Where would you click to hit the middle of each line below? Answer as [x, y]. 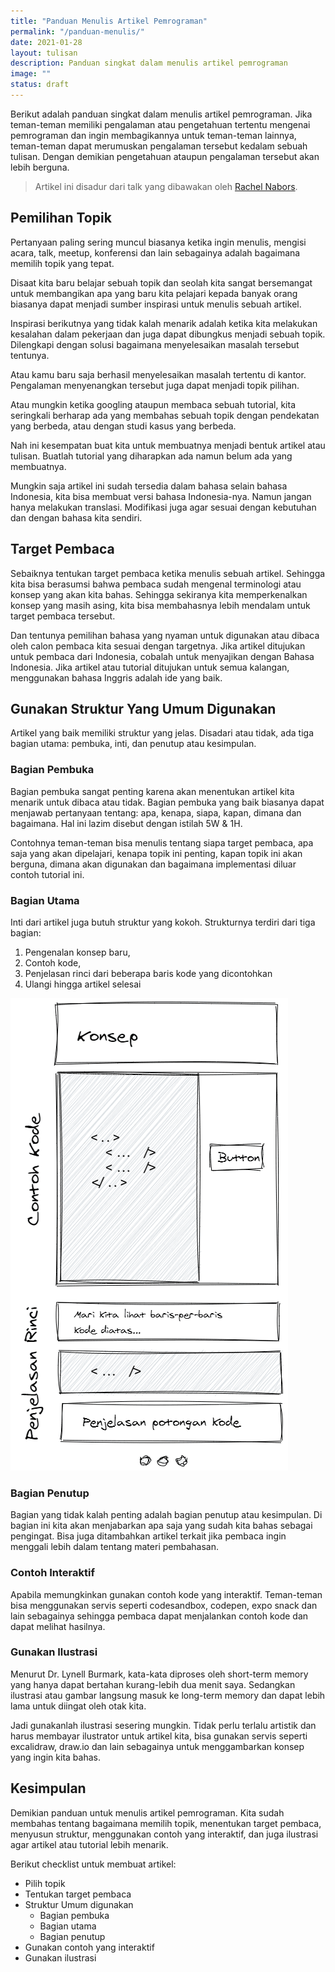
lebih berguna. [40, 167]
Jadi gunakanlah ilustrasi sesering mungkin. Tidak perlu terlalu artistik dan [163, 1725]
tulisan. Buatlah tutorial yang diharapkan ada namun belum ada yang [151, 456]
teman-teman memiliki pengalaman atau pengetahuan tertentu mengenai [160, 124]
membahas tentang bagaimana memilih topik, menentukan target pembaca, [166, 1823]
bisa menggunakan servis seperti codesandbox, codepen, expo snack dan [164, 1605]
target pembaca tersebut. [63, 616]
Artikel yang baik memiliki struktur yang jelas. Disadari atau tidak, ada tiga [162, 733]
